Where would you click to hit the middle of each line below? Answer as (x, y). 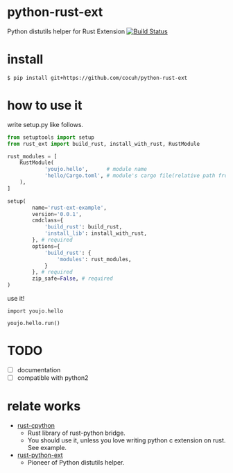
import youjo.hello (35, 311)
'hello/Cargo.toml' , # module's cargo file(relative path (130, 176)
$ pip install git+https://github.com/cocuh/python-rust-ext (97, 78)
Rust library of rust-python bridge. (77, 433)
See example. (47, 448)
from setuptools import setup (51, 137)
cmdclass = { (48, 221)
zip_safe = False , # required (72, 279)
